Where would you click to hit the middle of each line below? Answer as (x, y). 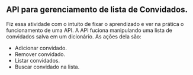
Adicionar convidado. (41, 48)
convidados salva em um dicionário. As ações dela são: (74, 36)
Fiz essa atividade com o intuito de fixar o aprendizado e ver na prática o (95, 24)
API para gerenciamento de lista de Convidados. (97, 10)
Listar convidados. (37, 60)
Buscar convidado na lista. (47, 67)
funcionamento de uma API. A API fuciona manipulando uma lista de (89, 30)
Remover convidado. (40, 54)
